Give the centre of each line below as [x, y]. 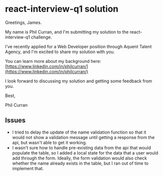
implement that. [28, 168]
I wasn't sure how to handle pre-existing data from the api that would [81, 148]
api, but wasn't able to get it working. [49, 142]
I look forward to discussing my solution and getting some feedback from [79, 81]
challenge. [41, 37]
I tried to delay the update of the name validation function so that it [79, 132]
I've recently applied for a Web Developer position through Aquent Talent [79, 46]
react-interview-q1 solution [62, 9]
